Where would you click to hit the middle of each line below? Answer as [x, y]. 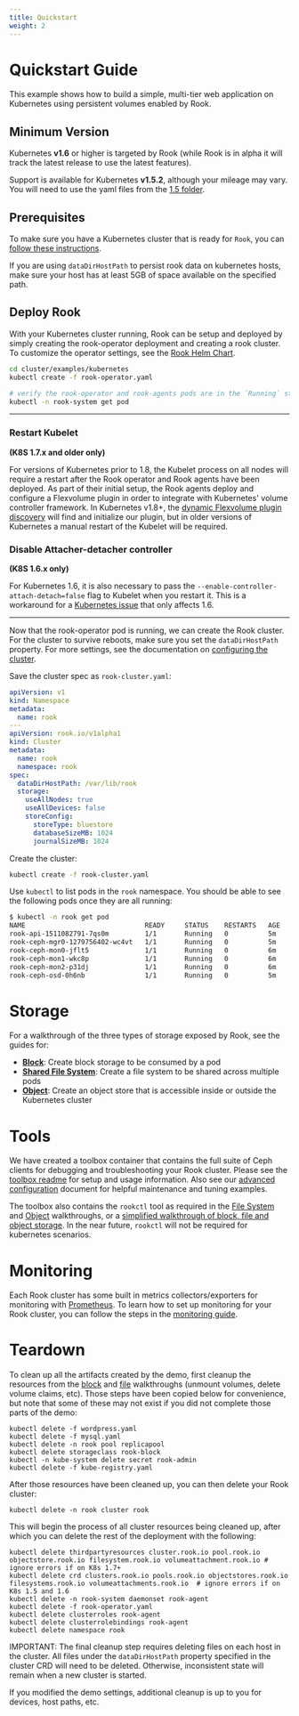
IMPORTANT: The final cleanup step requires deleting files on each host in [145, 1647]
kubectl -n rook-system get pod [69, 401]
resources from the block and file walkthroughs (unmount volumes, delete [145, 1384]
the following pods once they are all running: [91, 901]
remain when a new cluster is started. [78, 1675]
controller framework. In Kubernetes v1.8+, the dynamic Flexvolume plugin [145, 507]
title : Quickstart [43, 17]
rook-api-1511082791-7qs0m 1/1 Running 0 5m [143, 934]
